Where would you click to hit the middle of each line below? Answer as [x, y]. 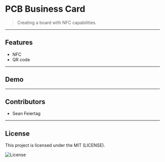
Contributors [25, 102]
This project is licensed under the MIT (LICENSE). [55, 145]
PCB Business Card [45, 9]
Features [19, 43]
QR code [21, 59]
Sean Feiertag [26, 114]
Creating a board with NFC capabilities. [57, 23]
